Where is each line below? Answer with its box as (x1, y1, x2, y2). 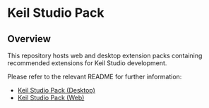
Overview (7, 33, 52, 45)
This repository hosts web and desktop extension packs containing (7, 51, 203, 60)
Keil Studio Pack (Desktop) (17, 86, 95, 94)
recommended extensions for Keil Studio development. (7, 59, 167, 67)
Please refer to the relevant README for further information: (7, 72, 182, 81)
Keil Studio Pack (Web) (17, 93, 85, 102)
